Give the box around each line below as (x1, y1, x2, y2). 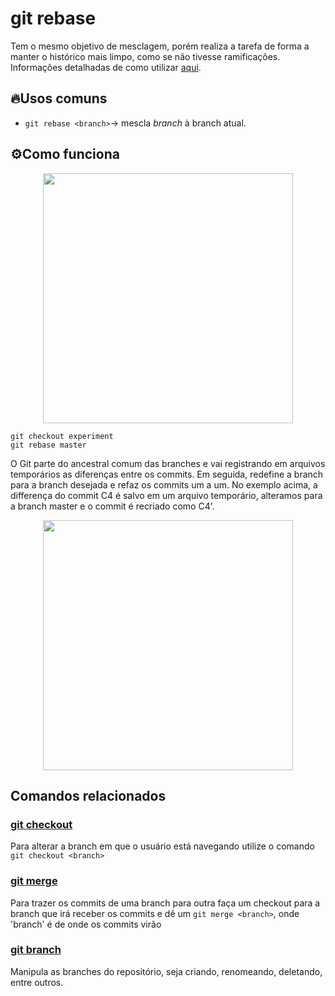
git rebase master (10, 440, 87, 450)
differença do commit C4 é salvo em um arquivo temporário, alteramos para (10, 489, 323, 501)
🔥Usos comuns (10, 90, 108, 107)
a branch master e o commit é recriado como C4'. (10, 500, 215, 512)
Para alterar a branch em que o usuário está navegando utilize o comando (10, 840, 315, 852)
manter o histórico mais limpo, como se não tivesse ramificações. (10, 50, 281, 62)
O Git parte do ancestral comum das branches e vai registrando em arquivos (10, 457, 326, 469)
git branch (10, 943, 62, 957)
